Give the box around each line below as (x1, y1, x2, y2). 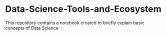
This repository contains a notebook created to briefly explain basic (5, 20, 144, 26)
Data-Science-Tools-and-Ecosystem (5, 3, 161, 15)
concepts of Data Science (5, 25, 59, 31)
